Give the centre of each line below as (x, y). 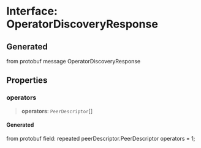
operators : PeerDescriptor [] (57, 111)
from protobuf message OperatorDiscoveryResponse (74, 61)
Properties (27, 80)
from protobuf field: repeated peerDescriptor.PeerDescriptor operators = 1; (101, 138)
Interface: (32, 11)
